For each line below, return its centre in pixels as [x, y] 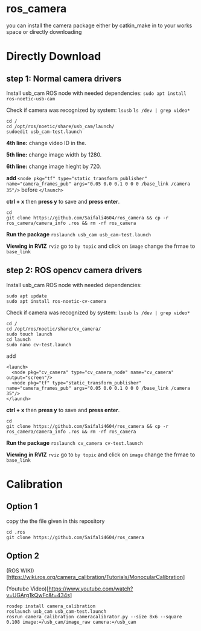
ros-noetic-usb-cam [31, 99]
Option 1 [22, 506]
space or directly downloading [44, 31]
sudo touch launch [29, 334]
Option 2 [23, 556]
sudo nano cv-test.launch [39, 345]
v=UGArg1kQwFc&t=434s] [39, 595]
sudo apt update [27, 296]
